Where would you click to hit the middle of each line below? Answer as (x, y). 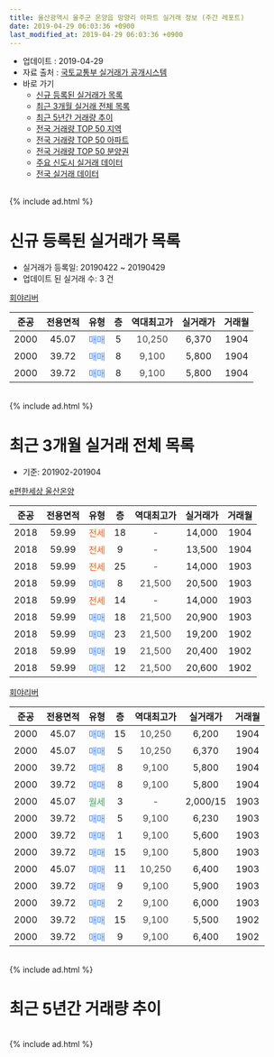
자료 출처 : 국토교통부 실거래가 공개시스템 (95, 72)
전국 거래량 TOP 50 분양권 (82, 152)
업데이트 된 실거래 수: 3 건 (68, 279)
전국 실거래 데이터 (67, 174)
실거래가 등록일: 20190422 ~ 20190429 (94, 268)
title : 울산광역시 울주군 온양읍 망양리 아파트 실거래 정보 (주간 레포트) (127, 18)
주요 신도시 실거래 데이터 (79, 162)
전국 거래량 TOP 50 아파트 (82, 140)
